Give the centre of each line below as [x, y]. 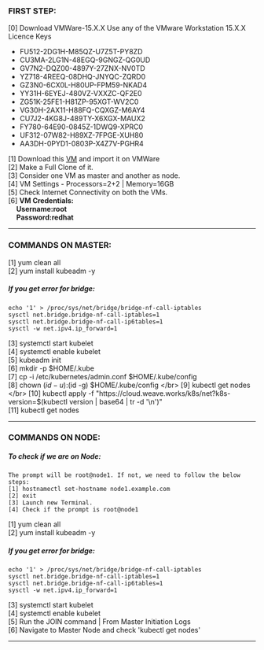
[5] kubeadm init [35, 360]
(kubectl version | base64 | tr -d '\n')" [101, 401]
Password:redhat [45, 217]
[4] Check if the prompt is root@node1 [73, 510]
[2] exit [22, 496]
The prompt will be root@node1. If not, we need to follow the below [125, 475]
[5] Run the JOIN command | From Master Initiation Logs [99, 622]
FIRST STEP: [32, 11]
